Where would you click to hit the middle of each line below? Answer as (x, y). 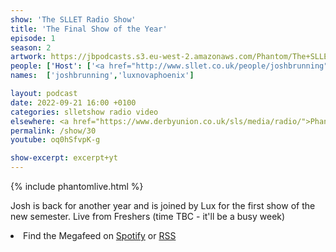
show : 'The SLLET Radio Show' (73, 19)
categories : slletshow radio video (84, 112)
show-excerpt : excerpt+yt (64, 158)
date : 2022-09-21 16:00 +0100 (73, 102)
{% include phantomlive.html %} (77, 186)
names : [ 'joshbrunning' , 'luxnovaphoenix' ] (102, 76)
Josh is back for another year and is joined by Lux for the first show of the (163, 205)
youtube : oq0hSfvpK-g (55, 140)
